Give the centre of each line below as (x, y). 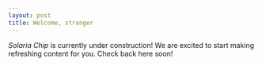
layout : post (30, 15)
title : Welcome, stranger (51, 23)
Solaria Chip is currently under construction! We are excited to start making (131, 45)
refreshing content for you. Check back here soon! (91, 53)
